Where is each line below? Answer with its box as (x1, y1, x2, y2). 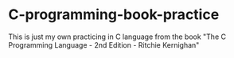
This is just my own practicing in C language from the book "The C (8, 32, 227, 41)
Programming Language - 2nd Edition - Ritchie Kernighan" (8, 40, 200, 49)
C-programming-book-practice (8, 6, 220, 24)
